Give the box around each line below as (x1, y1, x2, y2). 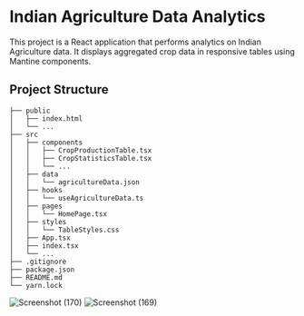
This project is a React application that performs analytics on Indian (9, 36, 261, 47)
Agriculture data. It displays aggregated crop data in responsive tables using (9, 45, 295, 56)
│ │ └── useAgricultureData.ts (9, 193, 144, 202)
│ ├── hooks (9, 185, 64, 194)
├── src (9, 130, 39, 139)
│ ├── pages (9, 202, 64, 211)
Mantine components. (9, 55, 92, 66)
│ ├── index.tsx (9, 241, 79, 251)
